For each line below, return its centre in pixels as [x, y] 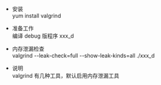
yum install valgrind [36, 16]
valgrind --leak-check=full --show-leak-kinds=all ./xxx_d [83, 56]
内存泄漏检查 [28, 49]
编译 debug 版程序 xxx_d [43, 36]
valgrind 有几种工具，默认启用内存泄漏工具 [66, 76]
